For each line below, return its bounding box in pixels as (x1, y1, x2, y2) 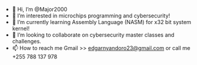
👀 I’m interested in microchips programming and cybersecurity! (12, 12, 170, 19)
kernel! (12, 25, 30, 32)
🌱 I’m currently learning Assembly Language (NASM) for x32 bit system (12, 19, 192, 25)
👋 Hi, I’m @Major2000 (12, 6, 68, 13)
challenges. (12, 38, 41, 45)
